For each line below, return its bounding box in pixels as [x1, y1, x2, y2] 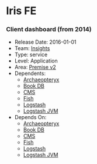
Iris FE [6, 4, 37, 18]
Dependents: [14, 70, 46, 77]
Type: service [14, 51, 48, 58]
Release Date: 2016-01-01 [14, 38, 77, 45]
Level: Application [14, 57, 58, 64]
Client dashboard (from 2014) [6, 25, 92, 34]
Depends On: [14, 114, 47, 121]
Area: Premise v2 [14, 64, 57, 71]
